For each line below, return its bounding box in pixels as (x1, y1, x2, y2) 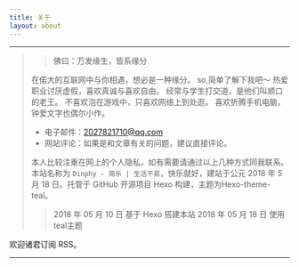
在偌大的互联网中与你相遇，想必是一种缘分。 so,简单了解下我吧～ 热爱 (30, 74, 289, 85)
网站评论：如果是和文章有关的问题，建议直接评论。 (44, 137, 232, 148)
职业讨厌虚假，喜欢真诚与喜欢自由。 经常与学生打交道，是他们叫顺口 (30, 85, 283, 96)
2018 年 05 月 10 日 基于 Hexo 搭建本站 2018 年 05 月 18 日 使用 (53, 208, 286, 219)
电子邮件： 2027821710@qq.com (44, 126, 163, 137)
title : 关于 (9, 12, 51, 22)
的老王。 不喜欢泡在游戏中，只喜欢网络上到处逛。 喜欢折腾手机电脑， (30, 96, 286, 107)
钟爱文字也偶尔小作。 (30, 108, 109, 118)
